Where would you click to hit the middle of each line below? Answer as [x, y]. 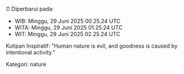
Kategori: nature [26, 64]
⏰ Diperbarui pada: [30, 9]
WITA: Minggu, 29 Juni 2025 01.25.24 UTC [68, 28]
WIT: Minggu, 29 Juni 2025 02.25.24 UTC [67, 34]
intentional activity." [31, 52]
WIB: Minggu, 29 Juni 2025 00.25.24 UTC [67, 21]
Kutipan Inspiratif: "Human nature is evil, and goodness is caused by [92, 46]
